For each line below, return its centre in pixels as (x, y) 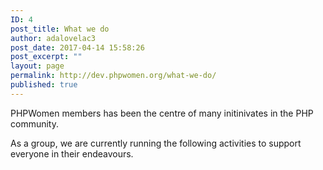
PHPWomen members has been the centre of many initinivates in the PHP (162, 113)
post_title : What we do (60, 29)
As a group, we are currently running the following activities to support (156, 143)
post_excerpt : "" (46, 57)
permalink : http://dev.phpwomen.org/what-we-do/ (113, 76)
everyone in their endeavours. (72, 153)
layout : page (37, 66)
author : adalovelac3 (53, 38)
